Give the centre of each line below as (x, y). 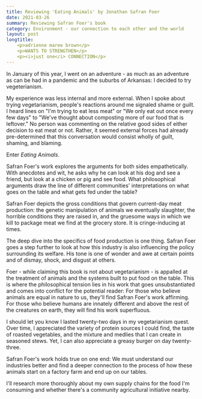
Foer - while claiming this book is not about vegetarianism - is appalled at (97, 271)
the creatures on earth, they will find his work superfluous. (79, 310)
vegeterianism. (25, 86)
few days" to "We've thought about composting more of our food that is (95, 117)
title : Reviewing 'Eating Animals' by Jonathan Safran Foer (83, 12)
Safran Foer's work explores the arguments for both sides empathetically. (97, 166)
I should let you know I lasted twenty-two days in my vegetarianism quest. (98, 321)
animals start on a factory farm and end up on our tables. (77, 371)
